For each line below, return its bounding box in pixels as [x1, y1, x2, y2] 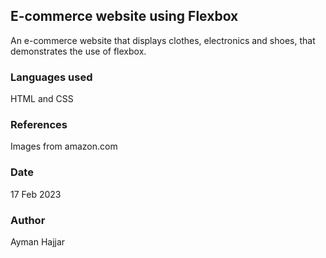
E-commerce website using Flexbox [10, 8, 239, 25]
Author [10, 213, 46, 227]
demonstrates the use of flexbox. [10, 45, 147, 57]
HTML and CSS [10, 93, 74, 105]
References [10, 118, 68, 132]
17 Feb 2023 [10, 188, 62, 200]
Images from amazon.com [10, 140, 118, 153]
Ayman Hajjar [10, 236, 66, 248]
